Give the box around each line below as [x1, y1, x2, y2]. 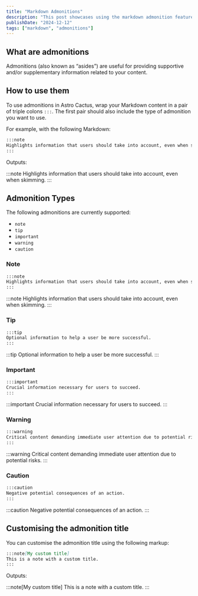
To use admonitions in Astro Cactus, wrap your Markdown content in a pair [6, 101, 188, 108]
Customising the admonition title [6, 523, 129, 534]
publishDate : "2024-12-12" [6, 19, 72, 25]
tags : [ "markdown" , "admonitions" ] [6, 25, 94, 31]
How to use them [6, 86, 70, 96]
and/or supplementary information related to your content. [6, 69, 148, 76]
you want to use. [6, 114, 47, 121]
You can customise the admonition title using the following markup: [6, 539, 169, 546]
